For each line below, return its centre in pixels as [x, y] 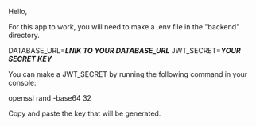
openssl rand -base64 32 [50, 98]
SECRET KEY [30, 59]
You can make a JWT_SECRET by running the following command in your [128, 74]
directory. [24, 35]
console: [23, 83]
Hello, [18, 11]
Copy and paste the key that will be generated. [85, 113]
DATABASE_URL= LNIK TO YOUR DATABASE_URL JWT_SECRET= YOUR [124, 50]
